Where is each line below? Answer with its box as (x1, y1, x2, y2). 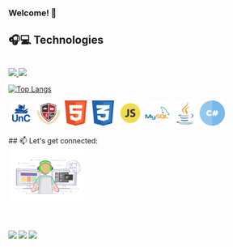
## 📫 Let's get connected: (8, 135, 99, 145)
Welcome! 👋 (8, 7, 57, 19)
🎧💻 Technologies (8, 33, 104, 47)
